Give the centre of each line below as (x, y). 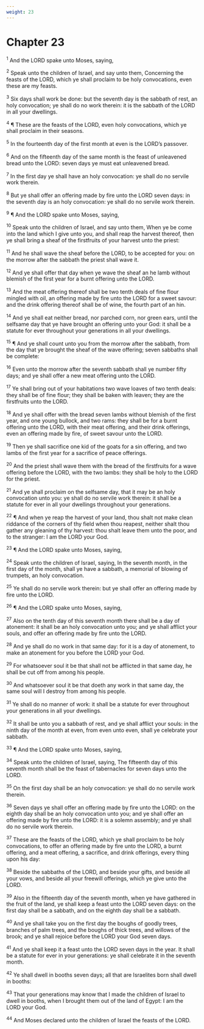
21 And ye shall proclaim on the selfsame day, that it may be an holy (91, 491)
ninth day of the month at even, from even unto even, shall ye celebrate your (102, 730)
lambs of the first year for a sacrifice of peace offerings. (77, 453)
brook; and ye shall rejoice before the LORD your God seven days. (89, 936)
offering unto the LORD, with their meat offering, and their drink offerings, (98, 427)
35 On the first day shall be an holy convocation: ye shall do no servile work (101, 787)
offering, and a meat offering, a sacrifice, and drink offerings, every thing (98, 852)
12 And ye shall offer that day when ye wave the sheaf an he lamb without (98, 272)
